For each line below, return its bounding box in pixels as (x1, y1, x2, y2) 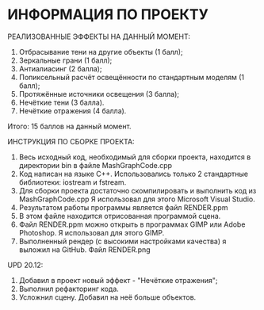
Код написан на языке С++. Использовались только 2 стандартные (18, 169, 249, 178)
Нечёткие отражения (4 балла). (18, 105, 127, 116)
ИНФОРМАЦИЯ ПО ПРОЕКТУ (7, 6, 209, 24)
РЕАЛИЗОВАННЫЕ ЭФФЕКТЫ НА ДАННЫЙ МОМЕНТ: (7, 32, 191, 41)
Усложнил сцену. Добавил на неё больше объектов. (18, 292, 197, 302)
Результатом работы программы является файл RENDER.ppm (18, 202, 228, 212)
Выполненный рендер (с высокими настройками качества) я (18, 236, 227, 246)
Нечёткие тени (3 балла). (18, 98, 105, 107)
